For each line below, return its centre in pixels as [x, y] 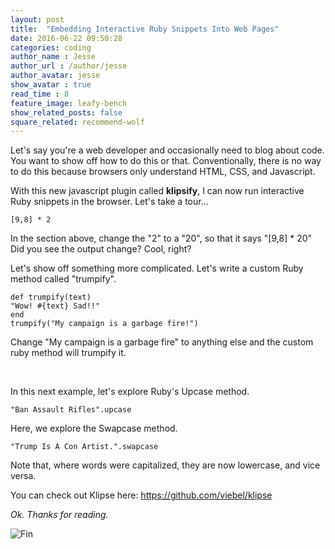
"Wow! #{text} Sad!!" [55, 306]
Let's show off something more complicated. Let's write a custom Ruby [157, 268]
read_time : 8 [40, 94]
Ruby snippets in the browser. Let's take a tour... [109, 202]
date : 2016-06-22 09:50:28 [66, 38]
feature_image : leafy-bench [69, 103]
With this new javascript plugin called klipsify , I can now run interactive [157, 191]
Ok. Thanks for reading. [59, 515]
